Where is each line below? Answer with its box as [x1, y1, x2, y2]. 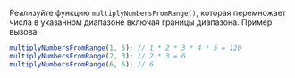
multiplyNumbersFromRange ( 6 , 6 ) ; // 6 [9, 59, 154, 69]
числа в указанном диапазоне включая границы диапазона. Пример [9, 17, 273, 27]
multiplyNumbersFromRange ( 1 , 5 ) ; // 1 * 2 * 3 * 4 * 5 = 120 [9, 43, 242, 52]
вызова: [9, 27, 40, 36]
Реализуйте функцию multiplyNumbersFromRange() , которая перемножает [9, 8, 286, 18]
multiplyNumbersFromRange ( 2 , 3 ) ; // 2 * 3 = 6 [9, 51, 186, 60]
